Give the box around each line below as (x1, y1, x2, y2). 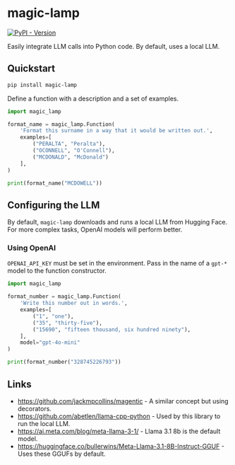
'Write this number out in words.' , (20, 299, 128, 307)
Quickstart (7, 62, 56, 75)
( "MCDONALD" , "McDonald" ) (32, 154, 109, 161)
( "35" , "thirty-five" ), (32, 319, 102, 326)
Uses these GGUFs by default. (17, 449, 106, 458)
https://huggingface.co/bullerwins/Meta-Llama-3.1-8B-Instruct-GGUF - (17, 442, 224, 450)
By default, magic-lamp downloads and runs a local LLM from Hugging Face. (7, 218, 228, 226)
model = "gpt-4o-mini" (20, 339, 80, 346)
